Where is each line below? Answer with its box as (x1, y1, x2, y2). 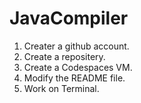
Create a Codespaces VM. (23, 61, 133, 73)
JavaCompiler (9, 7, 129, 30)
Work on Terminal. (23, 82, 100, 94)
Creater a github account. (23, 40, 130, 52)
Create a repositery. (23, 50, 106, 62)
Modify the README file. (23, 72, 126, 84)
